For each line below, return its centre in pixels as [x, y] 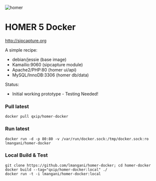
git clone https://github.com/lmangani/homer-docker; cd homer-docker [78, 165]
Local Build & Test [26, 155]
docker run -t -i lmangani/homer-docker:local [53, 174]
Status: [12, 84]
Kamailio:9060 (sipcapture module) [47, 64]
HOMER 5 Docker [41, 27]
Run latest [17, 129]
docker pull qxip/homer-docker [37, 117]
